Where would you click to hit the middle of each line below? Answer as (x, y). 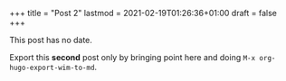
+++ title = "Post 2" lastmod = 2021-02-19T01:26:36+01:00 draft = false (143, 13)
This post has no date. (51, 40)
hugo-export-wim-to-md (52, 67)
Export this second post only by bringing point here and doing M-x (133, 57)
